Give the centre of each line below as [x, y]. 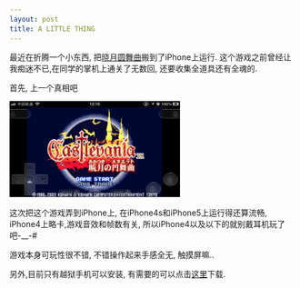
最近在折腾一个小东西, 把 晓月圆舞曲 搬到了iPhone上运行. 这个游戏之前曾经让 [150, 57]
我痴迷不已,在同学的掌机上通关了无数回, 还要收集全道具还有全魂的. [134, 68]
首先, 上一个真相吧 [44, 87]
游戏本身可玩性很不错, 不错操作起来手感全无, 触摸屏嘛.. [112, 254]
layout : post [34, 19]
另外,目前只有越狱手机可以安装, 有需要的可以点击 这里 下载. [118, 273]
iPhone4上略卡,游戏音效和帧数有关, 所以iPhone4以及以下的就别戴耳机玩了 [147, 223]
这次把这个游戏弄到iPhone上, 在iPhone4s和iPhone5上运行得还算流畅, [139, 213]
